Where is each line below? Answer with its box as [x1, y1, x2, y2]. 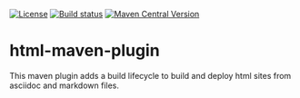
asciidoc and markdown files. [9, 80, 120, 91]
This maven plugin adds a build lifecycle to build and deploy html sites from [9, 70, 292, 81]
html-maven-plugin [9, 41, 161, 61]
